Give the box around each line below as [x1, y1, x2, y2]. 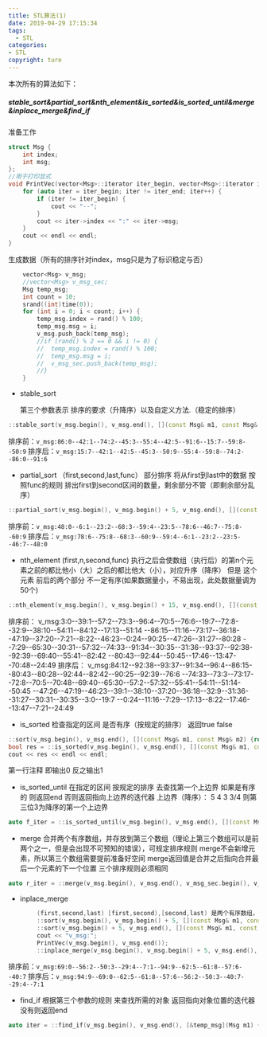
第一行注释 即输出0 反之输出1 [8, 765, 103, 775]
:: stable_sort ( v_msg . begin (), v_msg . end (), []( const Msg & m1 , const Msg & [8, 421, 258, 429]
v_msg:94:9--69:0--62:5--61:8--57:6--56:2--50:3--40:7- [55, 973, 245, 981]
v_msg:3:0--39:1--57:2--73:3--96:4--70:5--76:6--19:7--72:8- [37, 616, 239, 626]
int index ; [22, 151, 59, 158]
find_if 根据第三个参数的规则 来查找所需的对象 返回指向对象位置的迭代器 [19, 996, 256, 1005]
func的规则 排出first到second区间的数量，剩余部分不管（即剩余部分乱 [26, 480, 256, 490]
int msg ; [22, 158, 52, 166]
